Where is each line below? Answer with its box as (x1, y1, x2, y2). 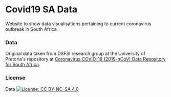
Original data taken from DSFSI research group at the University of (5, 50, 146, 57)
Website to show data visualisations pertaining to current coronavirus (5, 21, 152, 27)
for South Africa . (5, 62, 40, 68)
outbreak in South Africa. (5, 26, 58, 32)
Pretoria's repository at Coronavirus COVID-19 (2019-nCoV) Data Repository (5, 56, 166, 62)
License (5, 74, 26, 82)
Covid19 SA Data (5, 4, 78, 15)
